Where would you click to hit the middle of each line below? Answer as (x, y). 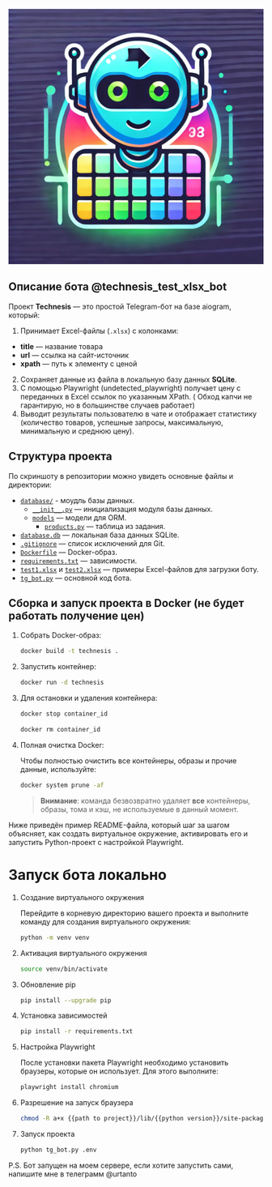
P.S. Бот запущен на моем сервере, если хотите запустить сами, (121, 1165)
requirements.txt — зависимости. (79, 561)
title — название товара (62, 346)
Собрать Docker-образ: (61, 635)
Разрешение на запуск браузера (76, 1103)
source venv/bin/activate (64, 969)
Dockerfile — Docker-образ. (68, 552)
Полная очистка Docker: (62, 745)
